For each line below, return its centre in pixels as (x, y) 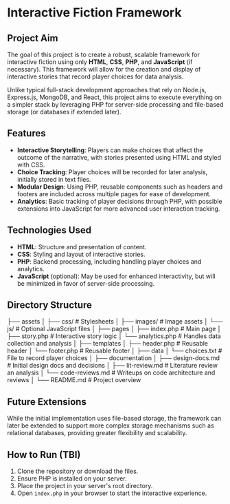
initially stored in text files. (54, 179)
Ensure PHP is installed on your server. (72, 479)
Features (26, 133)
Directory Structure (50, 305)
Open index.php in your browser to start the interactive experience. (112, 493)
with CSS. (31, 165)
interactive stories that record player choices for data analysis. (95, 76)
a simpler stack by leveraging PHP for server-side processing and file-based (115, 104)
